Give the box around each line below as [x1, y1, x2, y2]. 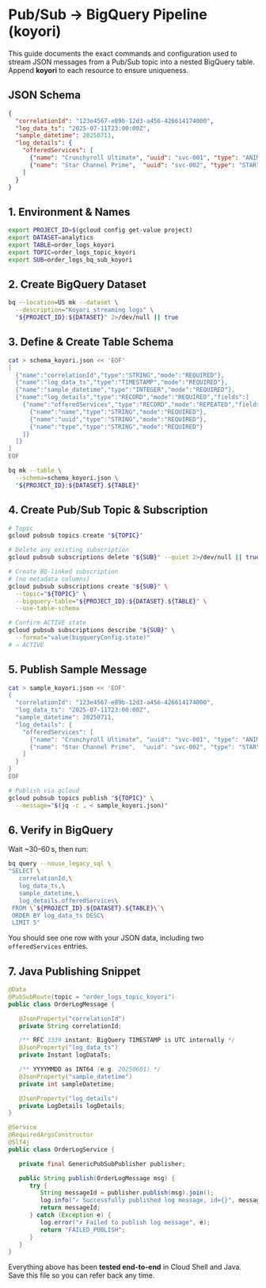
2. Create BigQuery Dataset [8, 278, 146, 291]
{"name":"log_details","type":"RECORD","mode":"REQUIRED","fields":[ [15, 393, 249, 401]
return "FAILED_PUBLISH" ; [40, 1225, 126, 1234]
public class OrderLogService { [8, 1145, 115, 1153]
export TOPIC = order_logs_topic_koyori [8, 248, 136, 256]
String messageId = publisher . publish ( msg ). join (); [40, 1189, 215, 1197]
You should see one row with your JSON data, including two [8, 933, 204, 943]
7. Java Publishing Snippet [8, 964, 141, 978]
